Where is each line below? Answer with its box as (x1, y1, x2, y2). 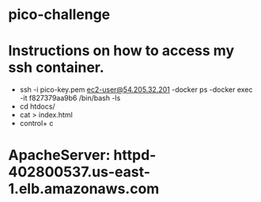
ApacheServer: (8, 147, 111, 164)
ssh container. (8, 59, 104, 77)
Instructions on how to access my (8, 42, 235, 60)
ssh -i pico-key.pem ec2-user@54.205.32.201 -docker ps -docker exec (19, 85, 253, 94)
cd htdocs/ (19, 101, 55, 112)
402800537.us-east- (8, 163, 151, 181)
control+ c (19, 119, 54, 128)
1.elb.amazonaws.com (8, 180, 160, 198)
